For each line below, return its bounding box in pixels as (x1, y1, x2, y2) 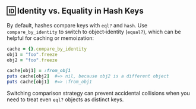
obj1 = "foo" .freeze (7, 51, 58, 57)
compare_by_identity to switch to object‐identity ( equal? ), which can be (7, 28, 181, 35)
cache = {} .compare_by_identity (7, 46, 87, 52)
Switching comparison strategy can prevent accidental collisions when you (7, 90, 190, 97)
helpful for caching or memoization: (7, 34, 94, 42)
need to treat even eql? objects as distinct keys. (7, 96, 124, 103)
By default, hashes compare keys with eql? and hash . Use (7, 21, 148, 29)
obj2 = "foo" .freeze (7, 57, 58, 63)
